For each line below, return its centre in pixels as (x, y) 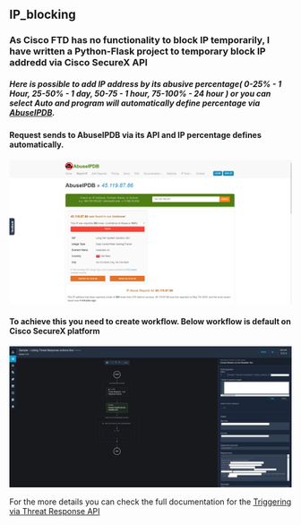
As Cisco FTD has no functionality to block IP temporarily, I (140, 40)
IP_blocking (43, 15)
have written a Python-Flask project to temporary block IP (138, 51)
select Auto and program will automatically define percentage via (135, 103)
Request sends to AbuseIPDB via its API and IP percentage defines (136, 135)
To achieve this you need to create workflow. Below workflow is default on (150, 321)
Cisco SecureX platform (55, 331)
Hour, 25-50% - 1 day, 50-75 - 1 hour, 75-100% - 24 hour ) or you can (140, 93)
